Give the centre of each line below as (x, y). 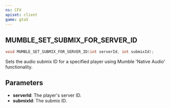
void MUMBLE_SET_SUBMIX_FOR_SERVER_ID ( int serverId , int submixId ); (80, 52)
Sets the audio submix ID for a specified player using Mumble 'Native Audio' (85, 62)
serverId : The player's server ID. (47, 95)
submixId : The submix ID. (40, 100)
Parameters (24, 83)
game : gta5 (17, 19)
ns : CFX (14, 10)
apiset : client (21, 15)
